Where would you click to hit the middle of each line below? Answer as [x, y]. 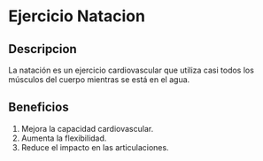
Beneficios [39, 107]
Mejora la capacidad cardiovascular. [87, 128]
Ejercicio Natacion [77, 16]
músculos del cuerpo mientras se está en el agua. [99, 80]
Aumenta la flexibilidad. [64, 138]
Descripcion [43, 49]
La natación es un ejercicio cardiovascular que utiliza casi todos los [131, 70]
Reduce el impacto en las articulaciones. [95, 147]
